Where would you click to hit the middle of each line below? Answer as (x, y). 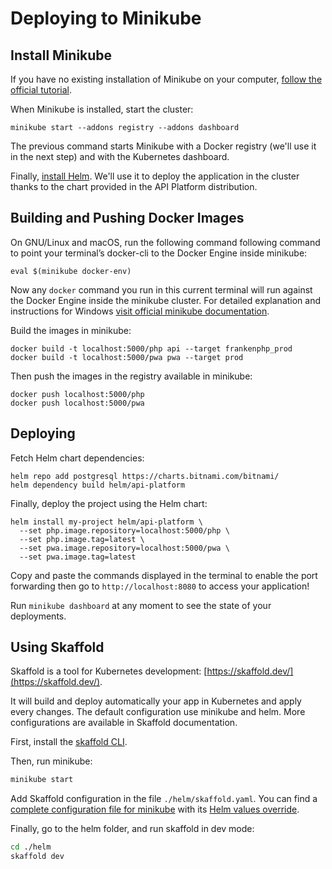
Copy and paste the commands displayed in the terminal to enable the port (164, 575)
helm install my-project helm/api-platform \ (106, 522)
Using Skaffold (57, 647)
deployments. (38, 616)
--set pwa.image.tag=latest (78, 557)
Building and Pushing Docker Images (127, 218)
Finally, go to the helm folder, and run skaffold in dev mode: (132, 829)
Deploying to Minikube (106, 18)
